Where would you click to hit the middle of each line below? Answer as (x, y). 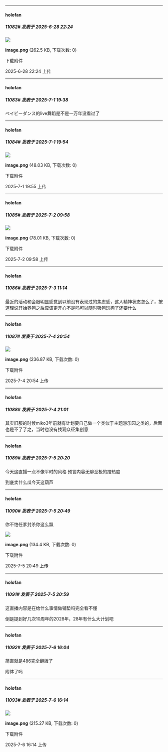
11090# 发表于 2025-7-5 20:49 (38, 511)
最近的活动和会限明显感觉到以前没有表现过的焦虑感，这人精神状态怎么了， (82, 301)
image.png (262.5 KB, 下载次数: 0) (41, 50)
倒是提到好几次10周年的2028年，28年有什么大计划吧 (59, 618)
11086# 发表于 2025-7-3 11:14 (36, 288)
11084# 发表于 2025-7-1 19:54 (37, 142)
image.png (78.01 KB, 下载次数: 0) (40, 238)
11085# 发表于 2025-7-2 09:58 (37, 215)
